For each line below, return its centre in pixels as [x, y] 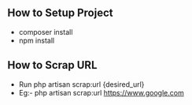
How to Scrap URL [52, 65]
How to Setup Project [60, 13]
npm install [37, 40]
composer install [46, 32]
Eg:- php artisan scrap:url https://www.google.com [101, 92]
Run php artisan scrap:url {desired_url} [81, 84]
